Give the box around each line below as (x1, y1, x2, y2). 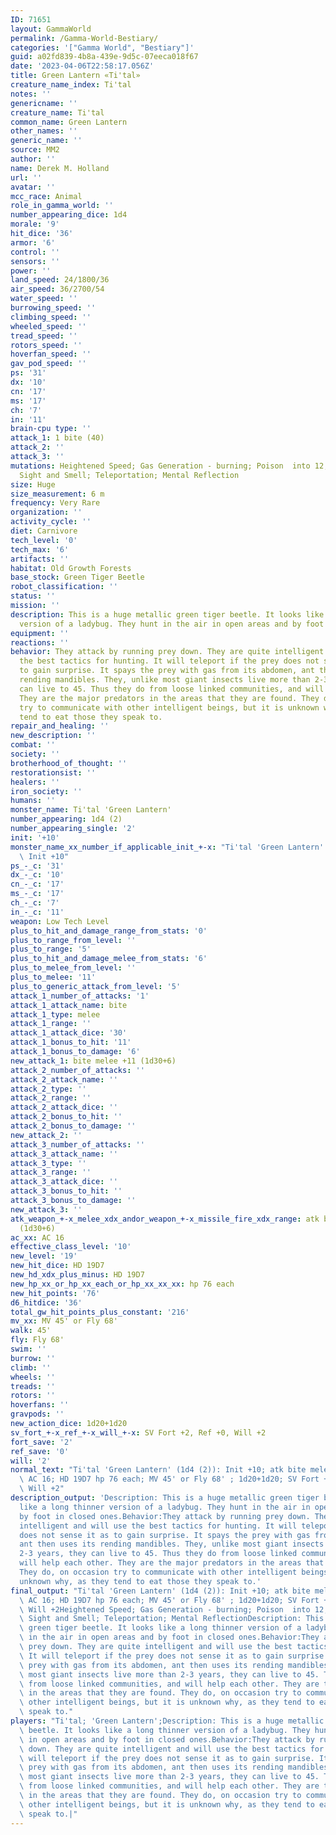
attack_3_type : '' (10, 1158, 87, 1168)
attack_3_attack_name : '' (10, 1149, 118, 1159)
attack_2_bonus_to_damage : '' (10, 1121, 137, 1131)
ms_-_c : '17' (10, 889, 65, 899)
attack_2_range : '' (10, 1093, 92, 1103)
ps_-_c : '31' (10, 861, 65, 871)
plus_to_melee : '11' (10, 972, 97, 982)
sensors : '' (10, 256, 60, 266)
